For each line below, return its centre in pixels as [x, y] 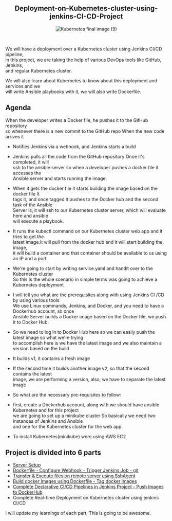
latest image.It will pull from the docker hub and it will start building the [88, 242]
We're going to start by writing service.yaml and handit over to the [83, 268]
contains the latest [32, 374]
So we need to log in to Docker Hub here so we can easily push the [84, 332]
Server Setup [27, 465]
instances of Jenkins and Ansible [48, 421]
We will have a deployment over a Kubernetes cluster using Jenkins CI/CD [84, 49]
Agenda [18, 108]
